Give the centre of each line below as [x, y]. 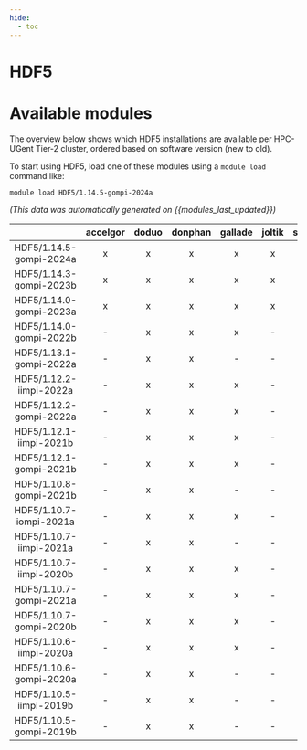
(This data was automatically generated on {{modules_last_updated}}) [143, 209]
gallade [236, 232]
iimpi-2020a [45, 652]
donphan [191, 232]
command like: [37, 175]
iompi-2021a [45, 522]
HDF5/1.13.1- [46, 353]
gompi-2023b [46, 285]
